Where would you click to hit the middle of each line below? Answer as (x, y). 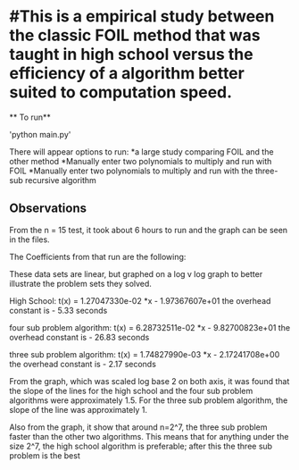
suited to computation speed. (121, 92)
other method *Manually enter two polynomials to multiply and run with (141, 161)
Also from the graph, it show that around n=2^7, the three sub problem (138, 427)
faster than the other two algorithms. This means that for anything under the (149, 436)
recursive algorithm (61, 180)
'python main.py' (40, 134)
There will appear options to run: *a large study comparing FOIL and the (141, 151)
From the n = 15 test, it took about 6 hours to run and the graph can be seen (149, 230)
